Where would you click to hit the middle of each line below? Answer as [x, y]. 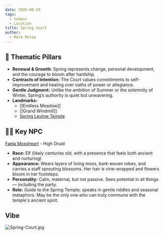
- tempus [18, 19]
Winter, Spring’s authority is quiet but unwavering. [63, 95]
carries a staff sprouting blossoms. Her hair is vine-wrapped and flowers [86, 168]
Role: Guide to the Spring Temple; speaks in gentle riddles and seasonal [85, 190]
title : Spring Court [26, 28]
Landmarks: [25, 100]
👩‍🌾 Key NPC [24, 132]
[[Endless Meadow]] [40, 105]
